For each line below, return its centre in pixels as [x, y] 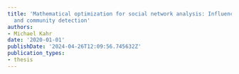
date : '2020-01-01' [36, 40]
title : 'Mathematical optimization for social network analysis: [106, 14]
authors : [20, 27]
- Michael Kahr [30, 33]
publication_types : [36, 54]
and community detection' [52, 20]
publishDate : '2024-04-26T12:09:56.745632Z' [74, 47]
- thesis [20, 60]
